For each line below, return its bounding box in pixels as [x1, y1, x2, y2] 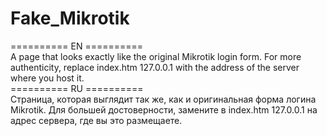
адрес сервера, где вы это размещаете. [10, 114, 183, 126]
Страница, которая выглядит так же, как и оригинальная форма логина [10, 93, 317, 105]
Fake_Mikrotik [10, 7, 130, 30]
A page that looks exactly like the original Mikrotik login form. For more [10, 50, 302, 62]
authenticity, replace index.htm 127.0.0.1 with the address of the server [10, 61, 300, 73]
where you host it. [10, 72, 85, 84]
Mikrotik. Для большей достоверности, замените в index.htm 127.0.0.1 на [10, 103, 318, 116]
